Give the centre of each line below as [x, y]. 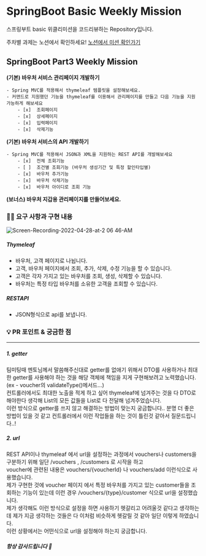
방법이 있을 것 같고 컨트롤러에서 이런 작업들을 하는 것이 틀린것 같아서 [88, 416]
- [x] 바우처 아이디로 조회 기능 [54, 187]
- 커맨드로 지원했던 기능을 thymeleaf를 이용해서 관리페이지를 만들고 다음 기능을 [96, 96]
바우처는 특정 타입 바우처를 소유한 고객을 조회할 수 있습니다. [86, 284]
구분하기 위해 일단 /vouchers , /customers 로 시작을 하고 [75, 462]
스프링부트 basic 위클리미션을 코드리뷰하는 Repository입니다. [80, 29]
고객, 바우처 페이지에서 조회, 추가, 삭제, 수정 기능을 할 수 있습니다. [93, 268]
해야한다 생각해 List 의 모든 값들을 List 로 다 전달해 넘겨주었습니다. [84, 401]
